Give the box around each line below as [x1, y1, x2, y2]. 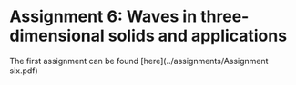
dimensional [9, 25, 105, 46]
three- [199, 6, 250, 27]
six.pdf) [9, 65, 38, 76]
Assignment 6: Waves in [9, 6, 198, 27]
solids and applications [107, 25, 288, 46]
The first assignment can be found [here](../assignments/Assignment [9, 55, 269, 66]
